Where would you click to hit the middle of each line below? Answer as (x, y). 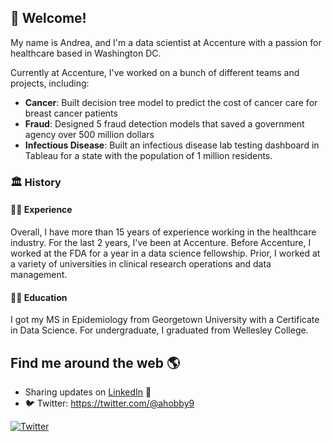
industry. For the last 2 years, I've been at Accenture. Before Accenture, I (161, 242)
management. (39, 274)
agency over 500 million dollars (89, 134)
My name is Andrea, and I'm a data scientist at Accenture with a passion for (166, 42)
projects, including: (50, 83)
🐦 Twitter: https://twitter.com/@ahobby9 (109, 403)
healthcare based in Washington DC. (86, 53)
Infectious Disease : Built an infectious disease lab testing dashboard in (172, 145)
